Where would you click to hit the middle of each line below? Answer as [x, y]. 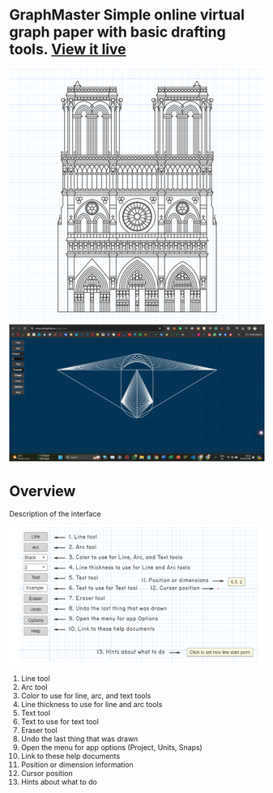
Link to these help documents [70, 756]
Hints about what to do [59, 782]
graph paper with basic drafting [117, 32]
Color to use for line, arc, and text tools [86, 696]
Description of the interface [55, 514]
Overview [43, 491]
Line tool [36, 678]
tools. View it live [68, 49]
